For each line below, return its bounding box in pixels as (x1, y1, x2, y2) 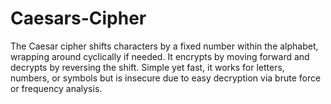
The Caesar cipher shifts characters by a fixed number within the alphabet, (10, 40, 319, 52)
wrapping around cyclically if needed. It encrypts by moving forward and (10, 50, 310, 62)
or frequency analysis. (10, 82, 103, 94)
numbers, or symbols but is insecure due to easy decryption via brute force (10, 72, 322, 84)
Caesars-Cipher (10, 7, 147, 30)
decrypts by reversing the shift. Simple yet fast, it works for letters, (10, 61, 285, 73)
